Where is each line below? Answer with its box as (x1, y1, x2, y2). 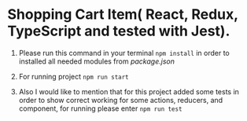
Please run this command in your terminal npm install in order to (18, 48, 230, 57)
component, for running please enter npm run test (18, 104, 182, 113)
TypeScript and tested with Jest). (7, 22, 230, 40)
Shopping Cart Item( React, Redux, (7, 5, 238, 24)
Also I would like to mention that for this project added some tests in (18, 86, 239, 96)
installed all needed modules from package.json (18, 57, 175, 66)
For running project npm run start (18, 71, 129, 81)
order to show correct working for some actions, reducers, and (18, 95, 223, 104)
